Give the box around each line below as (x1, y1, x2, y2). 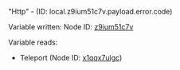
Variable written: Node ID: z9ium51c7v (8, 22, 134, 31)
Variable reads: (8, 37, 58, 47)
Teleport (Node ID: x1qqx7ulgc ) (19, 53, 123, 62)
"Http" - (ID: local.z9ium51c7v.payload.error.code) (8, 7, 173, 16)
